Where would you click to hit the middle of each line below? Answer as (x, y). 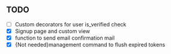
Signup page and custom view (52, 31)
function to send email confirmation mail (65, 38)
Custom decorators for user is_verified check (70, 24)
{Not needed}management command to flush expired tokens (90, 45)
